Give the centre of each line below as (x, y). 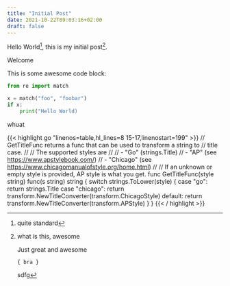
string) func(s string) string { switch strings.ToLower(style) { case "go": (107, 181)
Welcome (21, 60)
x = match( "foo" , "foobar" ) (47, 98)
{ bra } (28, 262)
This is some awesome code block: (57, 73)
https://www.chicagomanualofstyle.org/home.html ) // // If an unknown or (110, 167)
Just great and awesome (52, 249)
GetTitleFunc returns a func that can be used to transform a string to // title (112, 145)
